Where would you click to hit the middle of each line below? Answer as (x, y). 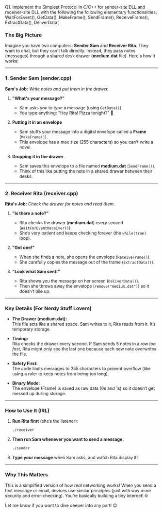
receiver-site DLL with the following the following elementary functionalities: (81, 12)
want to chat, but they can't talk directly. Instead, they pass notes (70, 51)
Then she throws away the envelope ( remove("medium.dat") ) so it (84, 286)
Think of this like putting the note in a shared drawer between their (86, 171)
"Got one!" (23, 248)
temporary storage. (31, 329)
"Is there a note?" (30, 213)
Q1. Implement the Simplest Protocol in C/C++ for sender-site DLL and (75, 7)
